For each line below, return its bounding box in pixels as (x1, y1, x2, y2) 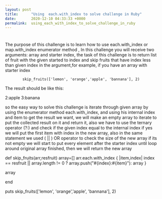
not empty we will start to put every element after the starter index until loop (5, 141, 157, 146)
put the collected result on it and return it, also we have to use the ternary (5, 120, 152, 126)
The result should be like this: (5, 86, 64, 91)
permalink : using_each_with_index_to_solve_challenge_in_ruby (5, 20, 136, 26)
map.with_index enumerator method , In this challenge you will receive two (5, 47, 154, 53)
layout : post (5, 7, 32, 12)
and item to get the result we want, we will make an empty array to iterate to (5, 115, 157, 121)
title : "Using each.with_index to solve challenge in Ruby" (5, 12, 142, 17)
